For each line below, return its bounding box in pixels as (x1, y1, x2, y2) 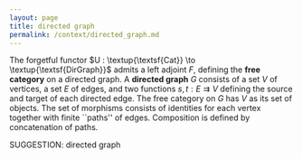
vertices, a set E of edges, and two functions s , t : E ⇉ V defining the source (9, 83, 293, 95)
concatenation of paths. (9, 122, 99, 133)
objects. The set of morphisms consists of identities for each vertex (9, 103, 261, 114)
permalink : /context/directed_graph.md (9, 30, 160, 39)
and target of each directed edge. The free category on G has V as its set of (9, 93, 292, 104)
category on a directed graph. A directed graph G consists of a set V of (9, 74, 278, 85)
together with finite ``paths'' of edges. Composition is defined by (9, 112, 250, 123)
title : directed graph (9, 22, 95, 31)
